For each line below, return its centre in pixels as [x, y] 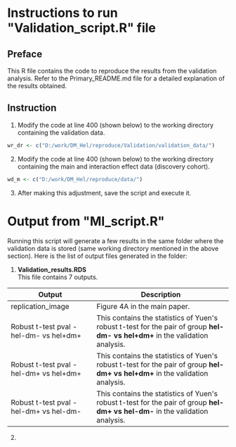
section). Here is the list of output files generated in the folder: [97, 256]
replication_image [40, 306]
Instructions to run [63, 13]
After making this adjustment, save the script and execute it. [104, 192]
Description [161, 294]
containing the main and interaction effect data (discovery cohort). [113, 166]
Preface [25, 54]
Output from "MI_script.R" [86, 221]
